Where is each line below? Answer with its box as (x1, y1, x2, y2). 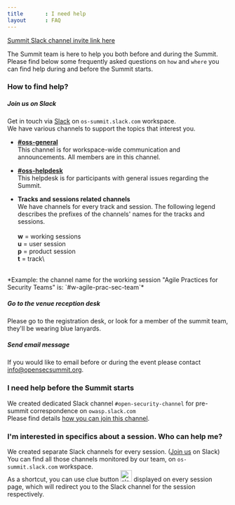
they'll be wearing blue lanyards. (7, 324, 102, 333)
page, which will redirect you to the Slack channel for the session (7, 482, 196, 491)
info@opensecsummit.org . (7, 365, 84, 374)
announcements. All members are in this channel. (17, 153, 161, 161)
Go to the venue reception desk (7, 299, 100, 307)
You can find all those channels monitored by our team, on (7, 454, 176, 463)
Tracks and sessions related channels (17, 195, 131, 203)
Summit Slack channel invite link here (7, 36, 116, 44)
